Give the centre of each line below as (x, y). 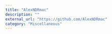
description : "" (22, 14)
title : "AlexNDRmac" (27, 10)
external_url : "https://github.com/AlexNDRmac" (57, 19)
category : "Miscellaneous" (34, 24)
